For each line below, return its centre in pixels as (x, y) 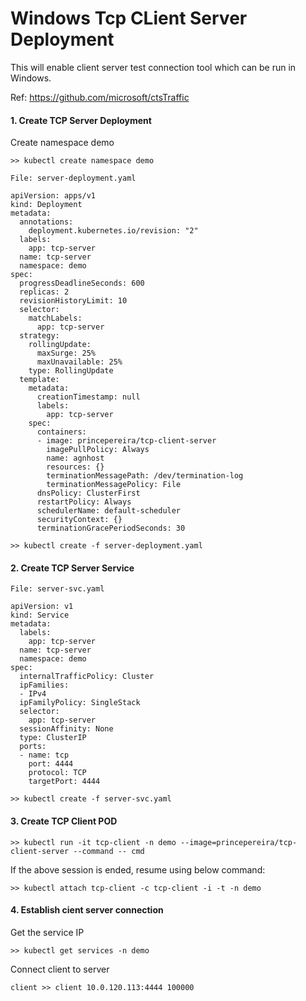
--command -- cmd (109, 851)
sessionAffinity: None (66, 729)
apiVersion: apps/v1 (53, 196)
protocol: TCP (57, 773)
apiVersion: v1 (42, 607)
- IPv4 (33, 694)
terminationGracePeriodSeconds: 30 (111, 528)
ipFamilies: (44, 685)
